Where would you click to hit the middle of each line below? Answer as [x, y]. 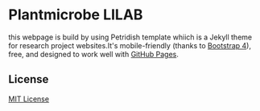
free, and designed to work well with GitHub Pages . [94, 54]
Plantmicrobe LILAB [76, 15]
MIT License [29, 99]
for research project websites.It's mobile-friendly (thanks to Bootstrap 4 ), [130, 45]
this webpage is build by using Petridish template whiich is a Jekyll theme [130, 37]
